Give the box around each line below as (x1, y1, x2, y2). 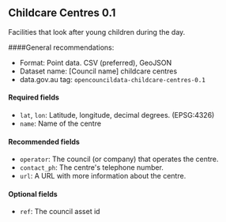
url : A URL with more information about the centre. (19, 171, 186, 181)
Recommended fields (8, 137, 81, 146)
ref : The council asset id (19, 207, 100, 216)
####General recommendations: (8, 43, 115, 52)
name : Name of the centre (19, 119, 101, 129)
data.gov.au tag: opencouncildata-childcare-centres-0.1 (19, 74, 205, 84)
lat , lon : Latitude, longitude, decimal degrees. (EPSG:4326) (19, 111, 215, 120)
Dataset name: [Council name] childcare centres (19, 66, 178, 76)
